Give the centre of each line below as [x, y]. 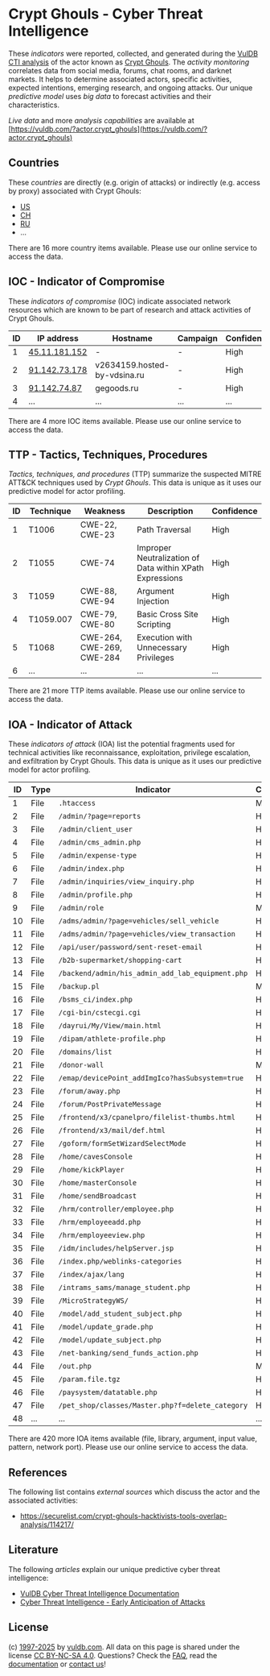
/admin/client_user [96, 830]
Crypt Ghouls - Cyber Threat [106, 14]
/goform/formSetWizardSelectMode [122, 1144]
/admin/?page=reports [100, 816]
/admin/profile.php [96, 895]
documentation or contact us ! [57, 1664]
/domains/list [85, 1052]
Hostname [132, 338]
